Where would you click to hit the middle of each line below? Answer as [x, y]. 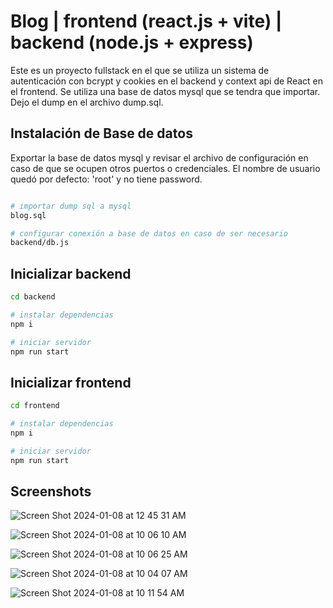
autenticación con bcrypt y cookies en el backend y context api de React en [167, 81]
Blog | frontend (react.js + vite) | [146, 21]
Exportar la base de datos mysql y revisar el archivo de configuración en [159, 157]
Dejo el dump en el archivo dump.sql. [87, 102]
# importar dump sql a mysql [71, 206]
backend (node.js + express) [132, 42]
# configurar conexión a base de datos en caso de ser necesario [149, 233]
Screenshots [51, 491]
